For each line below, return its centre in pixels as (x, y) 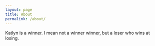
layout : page (19, 10)
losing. (12, 38)
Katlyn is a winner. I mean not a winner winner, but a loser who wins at (77, 33)
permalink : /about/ (25, 19)
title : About (19, 14)
